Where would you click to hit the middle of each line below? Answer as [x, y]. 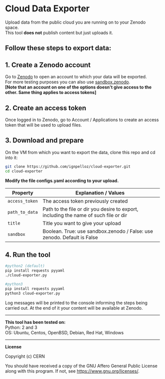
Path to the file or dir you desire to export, [90, 209]
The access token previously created [85, 201]
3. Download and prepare [44, 141]
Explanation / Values [100, 192]
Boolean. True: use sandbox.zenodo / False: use [98, 231]
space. [12, 27]
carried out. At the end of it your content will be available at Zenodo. [74, 308]
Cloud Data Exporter [47, 9]
